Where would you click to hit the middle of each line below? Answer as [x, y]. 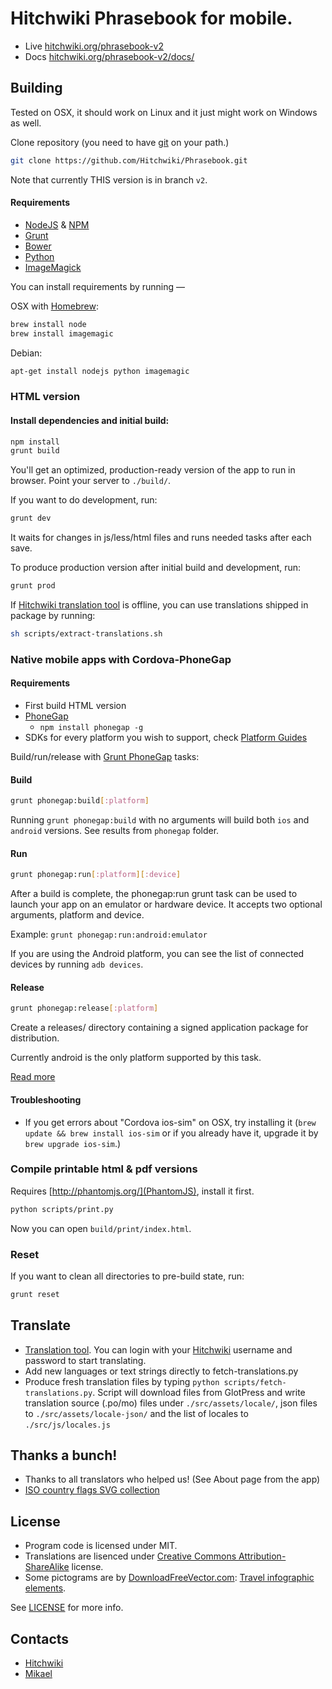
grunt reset [35, 1294]
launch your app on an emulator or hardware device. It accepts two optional [166, 904]
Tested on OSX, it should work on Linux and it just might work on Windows [164, 112]
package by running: [53, 616]
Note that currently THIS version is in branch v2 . [109, 179]
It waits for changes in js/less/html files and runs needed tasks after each [161, 538]
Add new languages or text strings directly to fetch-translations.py [161, 1371]
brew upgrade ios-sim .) [73, 1143]
